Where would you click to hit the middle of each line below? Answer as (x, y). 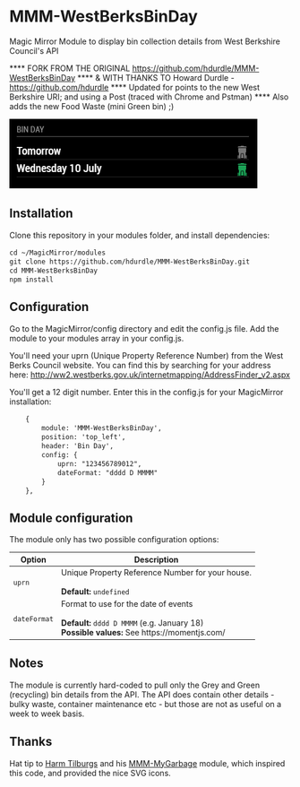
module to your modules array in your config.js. (97, 338)
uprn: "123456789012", (99, 463)
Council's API (34, 50)
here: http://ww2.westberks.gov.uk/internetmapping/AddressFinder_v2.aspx (150, 375)
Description (156, 559)
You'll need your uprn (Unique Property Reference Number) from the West (146, 355)
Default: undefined (95, 592)
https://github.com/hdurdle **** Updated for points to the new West (135, 87)
